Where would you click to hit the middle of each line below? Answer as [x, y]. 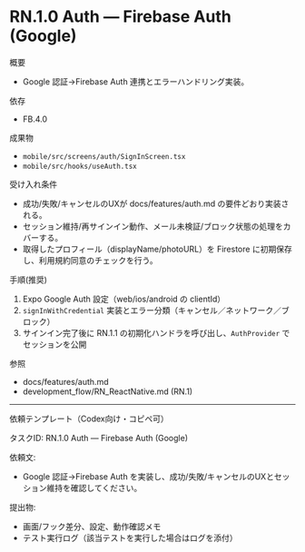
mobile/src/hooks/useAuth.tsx [80, 166]
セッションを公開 [54, 344]
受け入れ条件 [33, 184]
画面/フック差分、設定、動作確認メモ [92, 526]
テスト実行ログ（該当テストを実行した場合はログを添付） [130, 537]
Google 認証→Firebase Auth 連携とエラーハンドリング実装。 [136, 81]
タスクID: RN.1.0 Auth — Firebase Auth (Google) [99, 438]
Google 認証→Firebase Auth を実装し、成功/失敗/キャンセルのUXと [148, 476]
